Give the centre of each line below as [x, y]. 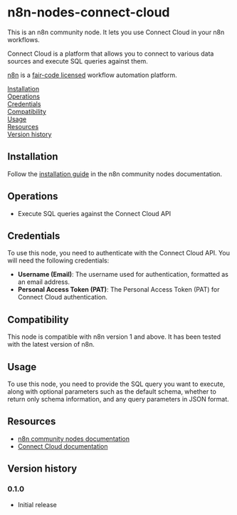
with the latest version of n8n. [51, 345]
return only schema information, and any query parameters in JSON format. [118, 399]
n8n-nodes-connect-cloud [89, 12]
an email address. [43, 282]
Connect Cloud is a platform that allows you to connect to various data [111, 53]
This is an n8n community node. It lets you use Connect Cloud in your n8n [116, 32]
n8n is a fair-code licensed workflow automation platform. [92, 75]
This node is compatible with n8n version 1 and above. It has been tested [114, 337]
